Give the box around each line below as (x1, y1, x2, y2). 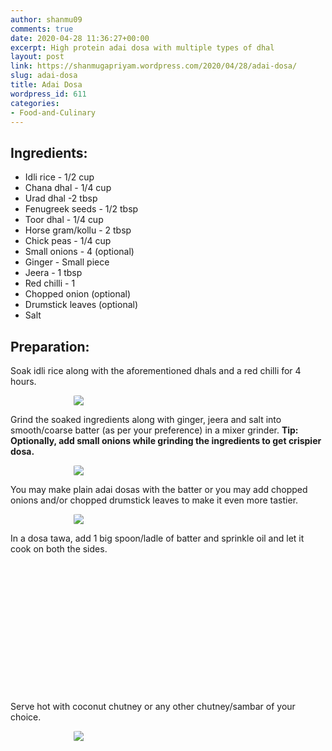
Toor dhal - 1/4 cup (24, 214, 104, 226)
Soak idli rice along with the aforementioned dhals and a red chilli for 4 (10, 365, 302, 376)
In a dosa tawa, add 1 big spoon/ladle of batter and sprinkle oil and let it (10, 532, 305, 544)
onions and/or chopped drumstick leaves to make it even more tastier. (10, 494, 299, 506)
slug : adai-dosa (10, 71, 78, 81)
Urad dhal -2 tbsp (24, 192, 98, 205)
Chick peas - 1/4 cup (24, 235, 112, 247)
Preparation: (10, 338, 90, 355)
